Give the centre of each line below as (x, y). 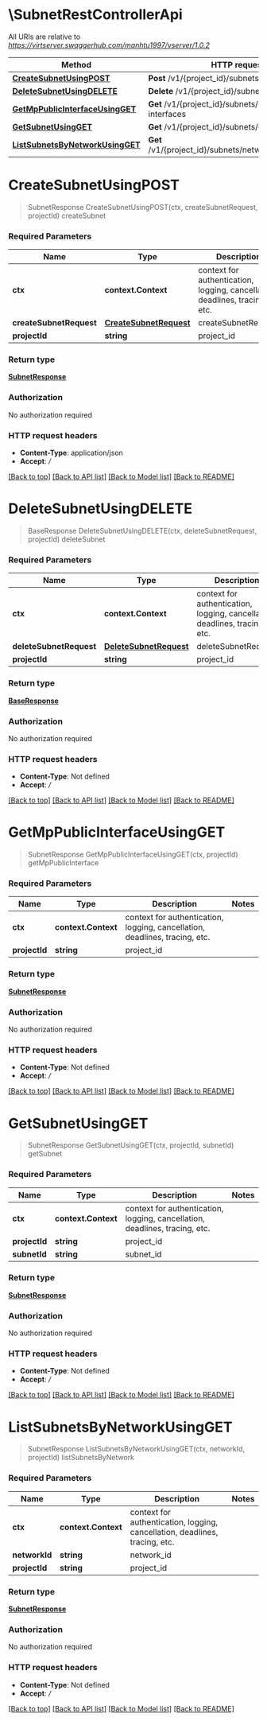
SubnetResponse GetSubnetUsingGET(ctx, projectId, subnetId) (131, 1145)
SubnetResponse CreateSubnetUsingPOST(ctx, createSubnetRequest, (143, 207)
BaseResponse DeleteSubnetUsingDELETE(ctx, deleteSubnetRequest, (142, 531)
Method (76, 64)
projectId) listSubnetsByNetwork (81, 1458)
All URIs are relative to (44, 37)
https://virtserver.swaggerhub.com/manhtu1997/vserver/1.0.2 (109, 45)
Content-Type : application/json (71, 453)
